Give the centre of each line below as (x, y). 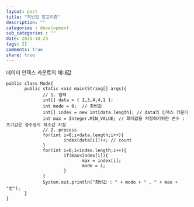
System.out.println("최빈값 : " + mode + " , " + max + (110, 182)
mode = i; (94, 165)
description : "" (26, 22)
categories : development (37, 28)
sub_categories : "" (31, 33)
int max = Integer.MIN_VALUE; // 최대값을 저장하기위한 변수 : (114, 118)
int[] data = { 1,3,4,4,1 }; (78, 100)
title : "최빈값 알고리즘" (33, 17)
